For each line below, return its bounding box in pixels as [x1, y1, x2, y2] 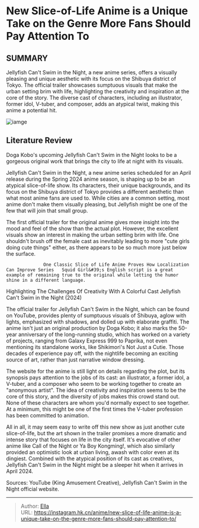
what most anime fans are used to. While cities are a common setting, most [6, 194, 190, 202]
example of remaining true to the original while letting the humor [6, 272, 179, 278]
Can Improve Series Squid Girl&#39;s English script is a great [6, 266, 174, 273]
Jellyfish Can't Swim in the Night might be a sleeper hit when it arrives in [6, 461, 184, 468]
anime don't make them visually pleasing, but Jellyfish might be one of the [6, 200, 188, 208]
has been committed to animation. [6, 411, 89, 419]
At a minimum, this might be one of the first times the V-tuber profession [6, 406, 183, 413]
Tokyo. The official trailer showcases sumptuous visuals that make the [6, 81, 178, 89]
